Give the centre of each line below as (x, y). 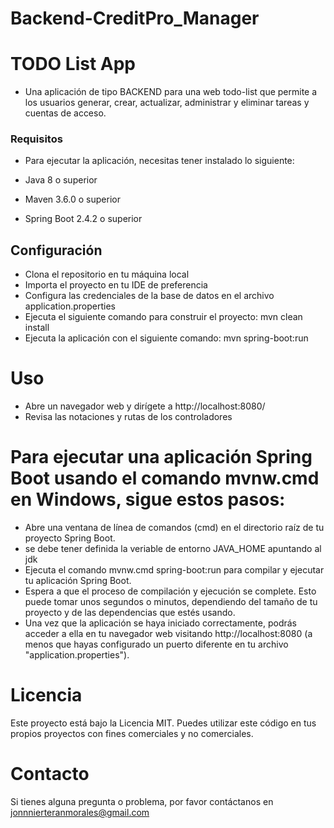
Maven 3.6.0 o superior (72, 199)
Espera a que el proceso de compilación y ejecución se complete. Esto (170, 591)
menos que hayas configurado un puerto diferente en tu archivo (156, 644)
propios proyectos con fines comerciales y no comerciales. (132, 734)
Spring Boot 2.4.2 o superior (83, 219)
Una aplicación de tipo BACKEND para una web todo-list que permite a (171, 92)
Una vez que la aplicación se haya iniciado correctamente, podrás (161, 623)
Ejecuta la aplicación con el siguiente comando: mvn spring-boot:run (166, 338)
